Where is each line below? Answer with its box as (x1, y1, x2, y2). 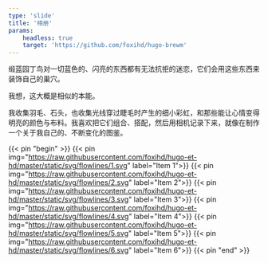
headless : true (22, 33, 73, 42)
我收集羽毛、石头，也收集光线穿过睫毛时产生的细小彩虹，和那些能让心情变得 (8, 108, 260, 118)
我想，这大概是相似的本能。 (8, 91, 100, 100)
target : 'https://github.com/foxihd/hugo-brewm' (22, 41, 187, 49)
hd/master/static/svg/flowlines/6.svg (8, 245, 129, 255)
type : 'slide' (8, 11, 56, 20)
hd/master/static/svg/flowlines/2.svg (8, 178, 129, 187)
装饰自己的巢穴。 (8, 74, 65, 84)
